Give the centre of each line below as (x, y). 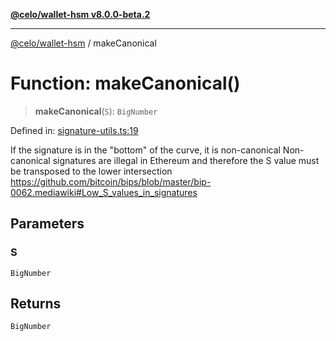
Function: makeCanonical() (125, 83)
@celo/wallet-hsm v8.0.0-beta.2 (80, 14)
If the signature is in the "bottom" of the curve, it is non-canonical (145, 150)
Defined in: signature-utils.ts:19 (74, 130)
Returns (36, 304)
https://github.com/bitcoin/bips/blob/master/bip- (111, 181)
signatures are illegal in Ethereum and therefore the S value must (186, 160)
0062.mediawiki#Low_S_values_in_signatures (104, 192)
